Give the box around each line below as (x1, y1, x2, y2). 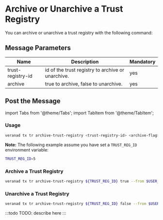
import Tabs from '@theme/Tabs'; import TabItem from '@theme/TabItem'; (5, 110, 154, 116)
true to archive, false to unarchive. (45, 80, 123, 87)
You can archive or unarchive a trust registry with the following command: (5, 30, 153, 35)
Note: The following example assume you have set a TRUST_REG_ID (5, 142, 137, 148)
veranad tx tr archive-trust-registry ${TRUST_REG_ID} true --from (5, 179, 145, 184)
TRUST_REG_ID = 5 (5, 156, 36, 161)
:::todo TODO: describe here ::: (5, 210, 66, 216)
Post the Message (5, 97, 61, 105)
